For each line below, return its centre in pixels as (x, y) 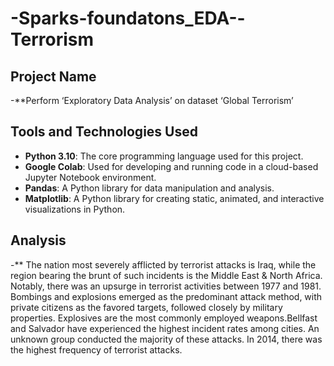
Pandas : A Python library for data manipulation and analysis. (149, 188)
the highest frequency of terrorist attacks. (96, 349)
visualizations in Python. (75, 209)
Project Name (53, 76)
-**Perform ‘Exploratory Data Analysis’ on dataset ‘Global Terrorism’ (152, 100)
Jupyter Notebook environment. (90, 177)
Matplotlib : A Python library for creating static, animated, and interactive (174, 198)
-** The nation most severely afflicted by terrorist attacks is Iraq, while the (163, 264)
